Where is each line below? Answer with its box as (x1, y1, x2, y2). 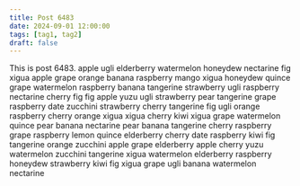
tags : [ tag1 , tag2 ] (9, 30, 83, 39)
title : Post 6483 (9, 13, 75, 22)
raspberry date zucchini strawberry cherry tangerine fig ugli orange (9, 101, 260, 112)
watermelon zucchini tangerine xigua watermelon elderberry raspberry (9, 149, 272, 160)
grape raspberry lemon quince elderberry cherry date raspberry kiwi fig (9, 129, 276, 140)
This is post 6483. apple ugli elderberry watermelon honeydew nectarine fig (9, 63, 292, 74)
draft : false (9, 38, 58, 48)
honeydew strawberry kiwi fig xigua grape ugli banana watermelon (9, 158, 257, 169)
